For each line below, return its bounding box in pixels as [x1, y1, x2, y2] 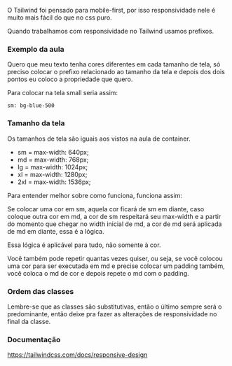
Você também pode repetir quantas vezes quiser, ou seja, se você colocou [7, 254, 223, 262]
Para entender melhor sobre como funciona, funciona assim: [7, 191, 182, 199]
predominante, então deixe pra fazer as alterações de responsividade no [7, 309, 217, 318]
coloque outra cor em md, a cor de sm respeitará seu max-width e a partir [7, 212, 221, 220]
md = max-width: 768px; [17, 155, 89, 164]
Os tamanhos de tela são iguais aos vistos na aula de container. [7, 134, 191, 143]
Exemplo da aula [7, 44, 64, 54]
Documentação [7, 335, 61, 344]
